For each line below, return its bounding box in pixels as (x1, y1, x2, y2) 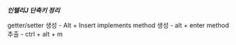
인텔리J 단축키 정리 (7, 6, 60, 14)
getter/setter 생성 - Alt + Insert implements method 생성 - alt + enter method (7, 21, 230, 30)
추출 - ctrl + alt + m (7, 30, 63, 38)
